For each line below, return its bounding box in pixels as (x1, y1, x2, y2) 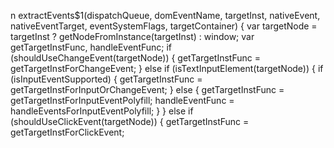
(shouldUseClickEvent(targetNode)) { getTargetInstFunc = (10, 116, 250, 127)
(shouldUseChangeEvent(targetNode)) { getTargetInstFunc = (10, 52, 261, 64)
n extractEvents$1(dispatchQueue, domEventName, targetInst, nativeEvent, (10, 10, 321, 21)
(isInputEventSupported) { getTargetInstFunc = (10, 73, 203, 85)
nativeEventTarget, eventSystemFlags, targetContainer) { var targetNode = (10, 20, 318, 32)
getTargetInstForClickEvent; (10, 126, 125, 138)
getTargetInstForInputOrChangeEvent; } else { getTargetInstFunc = (10, 84, 285, 95)
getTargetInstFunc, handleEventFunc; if (10, 41, 173, 53)
